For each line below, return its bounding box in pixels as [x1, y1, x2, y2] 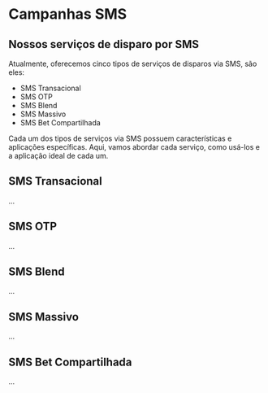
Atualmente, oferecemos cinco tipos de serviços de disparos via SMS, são [8, 59, 257, 68]
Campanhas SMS [8, 5, 128, 24]
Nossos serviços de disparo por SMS [8, 37, 200, 51]
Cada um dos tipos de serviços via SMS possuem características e [8, 133, 232, 143]
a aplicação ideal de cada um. [8, 151, 109, 160]
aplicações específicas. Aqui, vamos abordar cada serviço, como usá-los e [8, 142, 260, 151]
